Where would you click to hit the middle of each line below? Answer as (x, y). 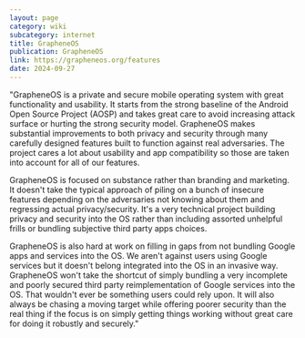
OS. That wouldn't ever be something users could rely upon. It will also (142, 294)
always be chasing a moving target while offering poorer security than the (148, 304)
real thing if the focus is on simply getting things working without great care (151, 313)
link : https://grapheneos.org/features (85, 60)
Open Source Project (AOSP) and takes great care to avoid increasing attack (152, 114)
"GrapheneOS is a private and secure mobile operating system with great (147, 94)
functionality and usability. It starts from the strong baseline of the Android (149, 104)
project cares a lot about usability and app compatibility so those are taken (149, 152)
